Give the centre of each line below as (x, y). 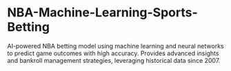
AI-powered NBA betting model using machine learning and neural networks (115, 46)
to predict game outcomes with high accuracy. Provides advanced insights (113, 53)
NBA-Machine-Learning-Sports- (102, 13)
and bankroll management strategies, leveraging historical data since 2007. (114, 60)
